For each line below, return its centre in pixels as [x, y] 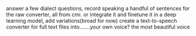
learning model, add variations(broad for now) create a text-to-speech [92, 21]
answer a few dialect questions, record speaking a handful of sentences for [98, 8]
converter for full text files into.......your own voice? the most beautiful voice [98, 27]
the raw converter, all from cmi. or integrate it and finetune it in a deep [91, 15]
